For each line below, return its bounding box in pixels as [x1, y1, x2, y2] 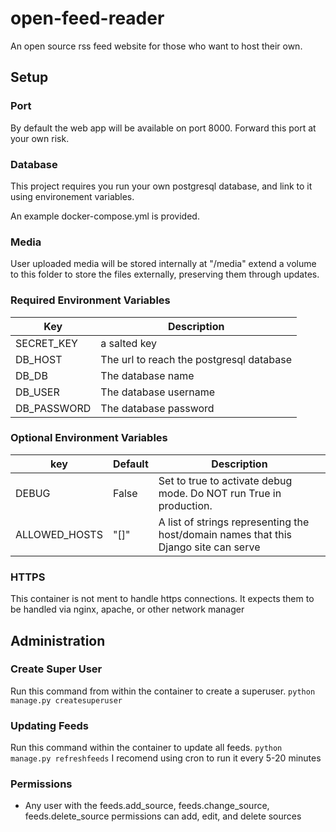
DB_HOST [15, 352, 63, 366]
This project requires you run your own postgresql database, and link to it [10, 180, 313, 192]
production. [158, 498, 213, 512]
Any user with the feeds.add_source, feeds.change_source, [24, 800, 270, 812]
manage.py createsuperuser [10, 695, 123, 706]
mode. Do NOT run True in [158, 486, 282, 500]
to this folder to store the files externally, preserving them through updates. [10, 268, 320, 281]
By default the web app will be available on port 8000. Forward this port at [10, 122, 317, 134]
